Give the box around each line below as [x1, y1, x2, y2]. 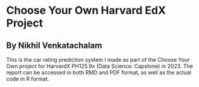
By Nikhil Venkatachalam [6, 40, 103, 50]
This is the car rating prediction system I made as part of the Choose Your [6, 56, 190, 63]
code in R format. [6, 76, 49, 82]
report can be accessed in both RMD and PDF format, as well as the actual [6, 69, 192, 76]
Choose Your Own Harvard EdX [6, 4, 166, 17]
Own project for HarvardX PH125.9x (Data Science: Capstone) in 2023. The [6, 62, 193, 70]
